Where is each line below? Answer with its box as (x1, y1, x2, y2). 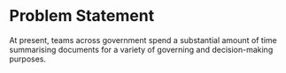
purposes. (9, 54, 47, 64)
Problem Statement (9, 6, 155, 26)
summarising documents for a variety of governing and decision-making (9, 44, 274, 55)
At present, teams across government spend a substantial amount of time (9, 34, 277, 45)
